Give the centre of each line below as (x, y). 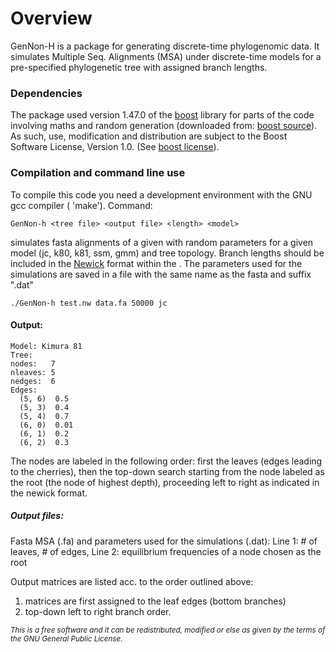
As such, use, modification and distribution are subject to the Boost (149, 136)
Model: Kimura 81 (46, 346)
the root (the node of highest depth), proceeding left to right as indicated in (165, 482)
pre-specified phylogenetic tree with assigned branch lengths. (139, 67)
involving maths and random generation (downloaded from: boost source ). (164, 126)
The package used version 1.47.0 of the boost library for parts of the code (162, 115)
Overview (51, 18)
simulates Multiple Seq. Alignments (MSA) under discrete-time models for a (166, 56)
